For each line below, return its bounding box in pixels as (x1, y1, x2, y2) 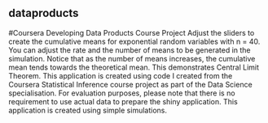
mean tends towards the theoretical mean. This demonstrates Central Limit (8, 62, 259, 72)
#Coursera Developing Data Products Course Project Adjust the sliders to (8, 28, 255, 37)
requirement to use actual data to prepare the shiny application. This (8, 96, 238, 106)
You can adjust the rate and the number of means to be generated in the (8, 45, 251, 55)
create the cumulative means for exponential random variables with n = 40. (8, 36, 261, 46)
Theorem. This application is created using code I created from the (8, 70, 233, 80)
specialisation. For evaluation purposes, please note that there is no (8, 88, 235, 98)
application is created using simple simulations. (8, 105, 167, 115)
